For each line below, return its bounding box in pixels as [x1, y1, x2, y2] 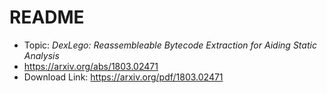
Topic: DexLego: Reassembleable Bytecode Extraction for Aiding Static [23, 39, 317, 51]
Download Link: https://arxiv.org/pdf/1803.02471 [23, 71, 224, 83]
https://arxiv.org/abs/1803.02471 [23, 60, 159, 72]
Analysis [23, 49, 60, 61]
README [9, 6, 85, 29]
